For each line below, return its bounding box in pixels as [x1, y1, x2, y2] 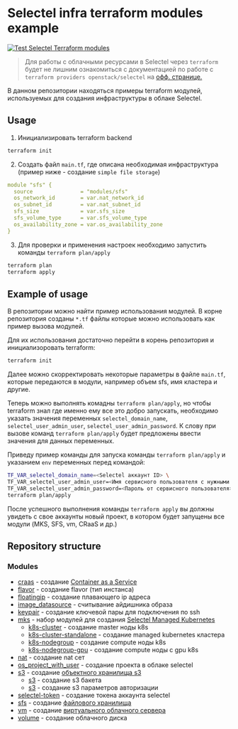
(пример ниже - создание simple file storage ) [17, 167, 161, 176]
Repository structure [7, 540, 101, 552]
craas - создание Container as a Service [17, 578, 137, 586]
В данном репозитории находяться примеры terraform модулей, [7, 86, 203, 95]
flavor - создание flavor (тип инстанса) [17, 585, 135, 594]
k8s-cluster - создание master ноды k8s [28, 623, 149, 632]
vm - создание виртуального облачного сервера [17, 706, 166, 715]
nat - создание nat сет [17, 653, 85, 662]
